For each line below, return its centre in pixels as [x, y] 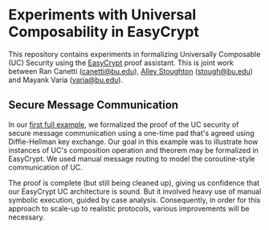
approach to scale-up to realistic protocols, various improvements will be [129, 208]
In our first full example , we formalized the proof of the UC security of [124, 124]
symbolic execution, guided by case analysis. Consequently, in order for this [134, 199]
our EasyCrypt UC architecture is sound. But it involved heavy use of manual [135, 191]
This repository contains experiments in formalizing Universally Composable [134, 54]
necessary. [27, 217]
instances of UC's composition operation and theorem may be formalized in [134, 150]
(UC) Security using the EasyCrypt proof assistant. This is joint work [121, 63]
